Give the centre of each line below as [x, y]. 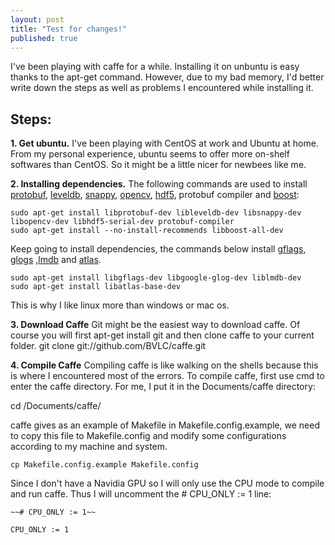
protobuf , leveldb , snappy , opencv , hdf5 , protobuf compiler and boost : [155, 195]
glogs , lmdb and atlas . [56, 260]
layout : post [37, 19]
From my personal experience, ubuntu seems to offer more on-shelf [150, 154]
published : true [44, 38]
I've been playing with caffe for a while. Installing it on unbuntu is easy [155, 67]
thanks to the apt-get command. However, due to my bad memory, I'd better [167, 77]
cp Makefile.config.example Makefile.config [104, 465]
